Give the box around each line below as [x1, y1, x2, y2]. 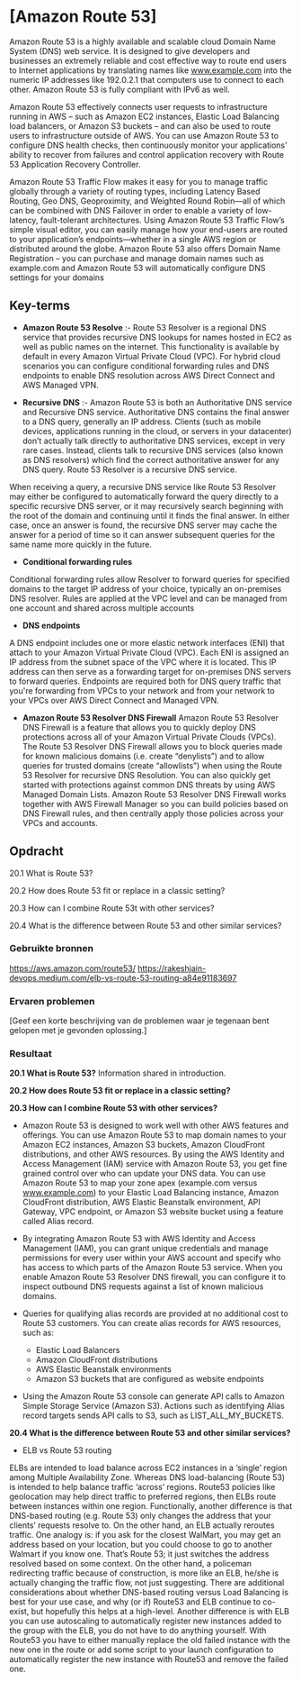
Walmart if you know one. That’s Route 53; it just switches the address [9, 1549, 270, 1559]
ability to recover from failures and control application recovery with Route [9, 149, 285, 159]
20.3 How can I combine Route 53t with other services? [9, 903, 215, 913]
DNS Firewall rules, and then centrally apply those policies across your [22, 808, 285, 819]
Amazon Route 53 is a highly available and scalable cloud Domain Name [9, 36, 277, 47]
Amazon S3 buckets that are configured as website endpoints [35, 1374, 265, 1385]
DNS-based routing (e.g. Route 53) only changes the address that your [9, 1511, 271, 1522]
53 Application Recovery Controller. [9, 159, 141, 169]
